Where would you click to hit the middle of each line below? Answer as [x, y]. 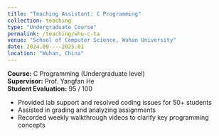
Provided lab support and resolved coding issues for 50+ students [114, 102]
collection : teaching [39, 21]
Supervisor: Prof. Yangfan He [51, 81]
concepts [32, 125]
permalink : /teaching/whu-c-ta [54, 34]
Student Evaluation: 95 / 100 [50, 89]
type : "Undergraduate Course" [52, 27]
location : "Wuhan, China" [46, 54]
